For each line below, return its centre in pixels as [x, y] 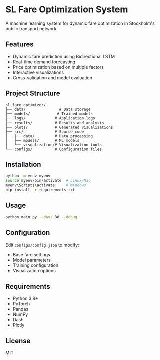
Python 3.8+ [25, 298]
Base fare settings [31, 255]
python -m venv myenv [28, 176]
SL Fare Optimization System [67, 9]
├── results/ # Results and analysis [55, 123]
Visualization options [34, 271]
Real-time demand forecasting [44, 62]
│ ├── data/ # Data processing [49, 136]
